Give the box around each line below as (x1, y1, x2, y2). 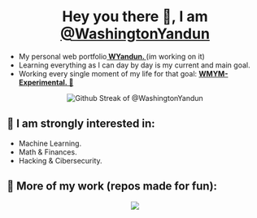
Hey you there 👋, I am (62, 7, 208, 26)
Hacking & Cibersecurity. (18, 155, 102, 165)
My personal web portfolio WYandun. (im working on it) (18, 51, 206, 61)
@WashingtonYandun (60, 24, 210, 43)
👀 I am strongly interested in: (7, 117, 155, 131)
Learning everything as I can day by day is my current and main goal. (18, 60, 250, 70)
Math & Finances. (18, 146, 77, 157)
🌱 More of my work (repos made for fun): (7, 179, 218, 194)
